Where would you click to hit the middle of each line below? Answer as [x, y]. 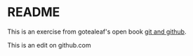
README [34, 12]
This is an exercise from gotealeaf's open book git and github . [97, 31]
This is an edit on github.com [49, 45]
